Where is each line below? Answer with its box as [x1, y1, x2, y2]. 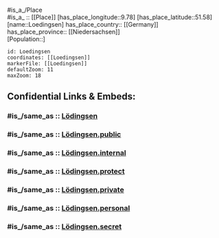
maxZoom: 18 [7, 72, 41, 79]
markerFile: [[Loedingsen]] [7, 60, 88, 67]
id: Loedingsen [7, 48, 51, 55]
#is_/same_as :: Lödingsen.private [7, 185, 125, 194]
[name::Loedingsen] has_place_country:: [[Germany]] [7, 21, 159, 28]
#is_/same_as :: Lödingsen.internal [7, 148, 127, 158]
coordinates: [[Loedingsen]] [7, 54, 91, 61]
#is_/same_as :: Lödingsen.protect [7, 167, 125, 176]
